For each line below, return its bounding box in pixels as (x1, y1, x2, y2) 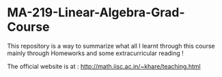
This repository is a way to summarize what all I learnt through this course (7, 42, 215, 50)
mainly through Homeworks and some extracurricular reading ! (7, 49, 184, 57)
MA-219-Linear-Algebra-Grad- (7, 5, 186, 20)
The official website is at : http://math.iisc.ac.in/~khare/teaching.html (7, 62, 201, 70)
